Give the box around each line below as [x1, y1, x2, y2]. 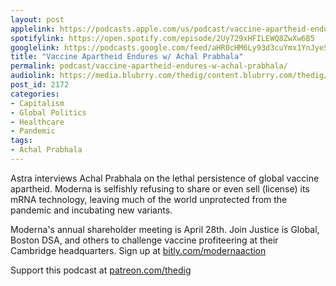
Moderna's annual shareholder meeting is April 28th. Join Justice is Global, [10, 223, 320, 235]
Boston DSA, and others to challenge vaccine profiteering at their [10, 234, 279, 246]
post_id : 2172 [10, 80, 70, 90]
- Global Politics [10, 107, 87, 118]
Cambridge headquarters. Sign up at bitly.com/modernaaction [10, 244, 267, 256]
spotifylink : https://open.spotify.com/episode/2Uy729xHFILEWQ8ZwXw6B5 [10, 33, 315, 43]
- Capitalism [10, 98, 65, 108]
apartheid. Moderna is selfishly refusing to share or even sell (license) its [10, 182, 310, 195]
